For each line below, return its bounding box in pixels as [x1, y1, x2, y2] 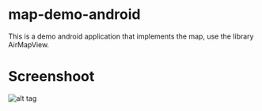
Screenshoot [8, 68, 95, 86]
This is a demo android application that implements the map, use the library [8, 31, 254, 41]
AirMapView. [8, 39, 50, 49]
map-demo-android [8, 6, 141, 24]
